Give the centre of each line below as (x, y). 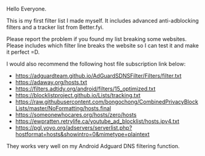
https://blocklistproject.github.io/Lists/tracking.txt (78, 95)
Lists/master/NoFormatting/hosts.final (63, 108)
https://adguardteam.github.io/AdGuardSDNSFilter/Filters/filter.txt (98, 76)
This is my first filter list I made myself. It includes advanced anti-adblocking (102, 20)
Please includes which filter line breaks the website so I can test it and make (103, 46)
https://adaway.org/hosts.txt (51, 82)
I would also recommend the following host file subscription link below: (96, 64)
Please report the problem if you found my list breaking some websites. (97, 39)
